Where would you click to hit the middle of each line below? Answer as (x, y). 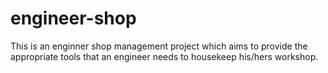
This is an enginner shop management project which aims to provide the (159, 46)
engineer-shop (73, 18)
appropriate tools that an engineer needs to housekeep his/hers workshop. (164, 56)
